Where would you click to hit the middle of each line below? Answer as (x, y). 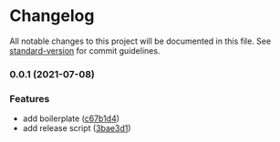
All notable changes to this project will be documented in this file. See (140, 41)
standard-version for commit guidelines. (85, 50)
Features (30, 98)
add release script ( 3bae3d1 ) (77, 128)
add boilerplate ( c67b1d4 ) (71, 118)
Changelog (52, 16)
